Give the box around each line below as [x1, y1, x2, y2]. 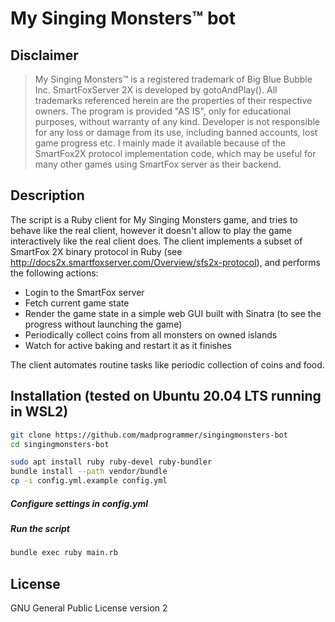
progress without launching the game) [24, 318, 183, 330]
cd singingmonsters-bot [10, 439, 110, 449]
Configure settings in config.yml [10, 497, 149, 509]
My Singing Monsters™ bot [10, 7, 236, 30]
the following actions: [10, 267, 99, 279]
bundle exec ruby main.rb [10, 548, 118, 558]
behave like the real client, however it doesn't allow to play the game [10, 224, 292, 236]
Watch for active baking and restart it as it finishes [24, 339, 232, 351]
